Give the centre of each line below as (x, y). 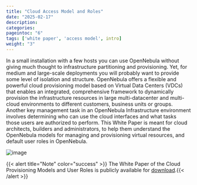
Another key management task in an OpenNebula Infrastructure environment (98, 110)
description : (22, 22)
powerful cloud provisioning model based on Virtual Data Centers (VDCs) (94, 85)
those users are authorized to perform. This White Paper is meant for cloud (97, 123)
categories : (21, 28)
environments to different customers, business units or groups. (97, 104)
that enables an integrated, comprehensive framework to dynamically (90, 92)
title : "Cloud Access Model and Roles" (55, 11)
